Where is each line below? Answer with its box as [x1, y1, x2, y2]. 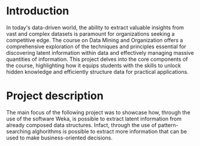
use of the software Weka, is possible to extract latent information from [6, 115, 181, 122]
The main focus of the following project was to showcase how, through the [6, 108, 190, 116]
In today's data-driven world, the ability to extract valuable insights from [6, 24, 184, 31]
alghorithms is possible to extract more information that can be [32, 128, 187, 135]
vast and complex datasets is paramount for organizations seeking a [6, 30, 175, 37]
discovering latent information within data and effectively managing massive [6, 49, 195, 56]
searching [6, 128, 31, 135]
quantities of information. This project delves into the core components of [6, 55, 188, 63]
